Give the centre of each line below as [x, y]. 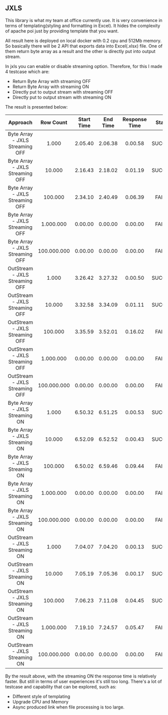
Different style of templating [41, 696]
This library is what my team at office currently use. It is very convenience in [84, 20]
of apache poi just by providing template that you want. [62, 31]
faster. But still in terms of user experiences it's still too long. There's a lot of [84, 681]
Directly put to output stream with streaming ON [62, 97]
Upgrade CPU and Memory [40, 701]
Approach [20, 122]
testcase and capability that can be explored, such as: [61, 686]
